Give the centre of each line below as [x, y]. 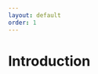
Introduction [49, 61]
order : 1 [22, 23]
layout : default [34, 15]
